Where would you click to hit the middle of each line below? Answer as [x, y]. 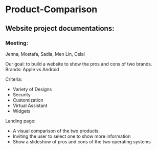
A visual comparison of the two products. [56, 131]
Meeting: [17, 43]
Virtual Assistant [30, 105]
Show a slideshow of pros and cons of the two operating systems [82, 141]
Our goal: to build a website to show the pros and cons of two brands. [79, 64]
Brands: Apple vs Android [32, 69]
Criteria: [14, 79]
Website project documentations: [60, 28]
